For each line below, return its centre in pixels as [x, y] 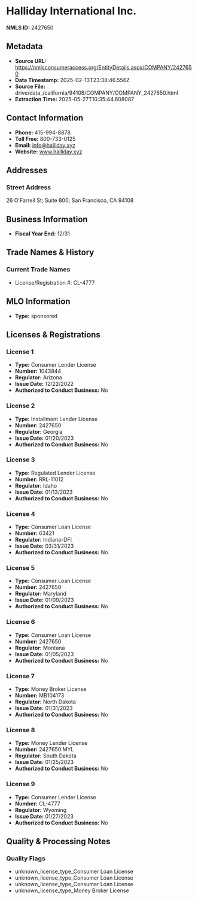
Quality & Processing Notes [58, 842]
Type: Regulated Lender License [55, 473]
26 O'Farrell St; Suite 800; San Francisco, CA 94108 [70, 200]
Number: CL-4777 [38, 804]
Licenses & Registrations [53, 335]
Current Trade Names [38, 270]
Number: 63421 [35, 533]
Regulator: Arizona [39, 377]
